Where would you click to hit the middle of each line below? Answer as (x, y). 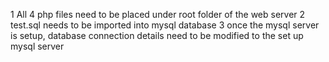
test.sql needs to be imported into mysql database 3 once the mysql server (165, 25)
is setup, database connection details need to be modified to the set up (157, 35)
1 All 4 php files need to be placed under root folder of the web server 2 (158, 14)
